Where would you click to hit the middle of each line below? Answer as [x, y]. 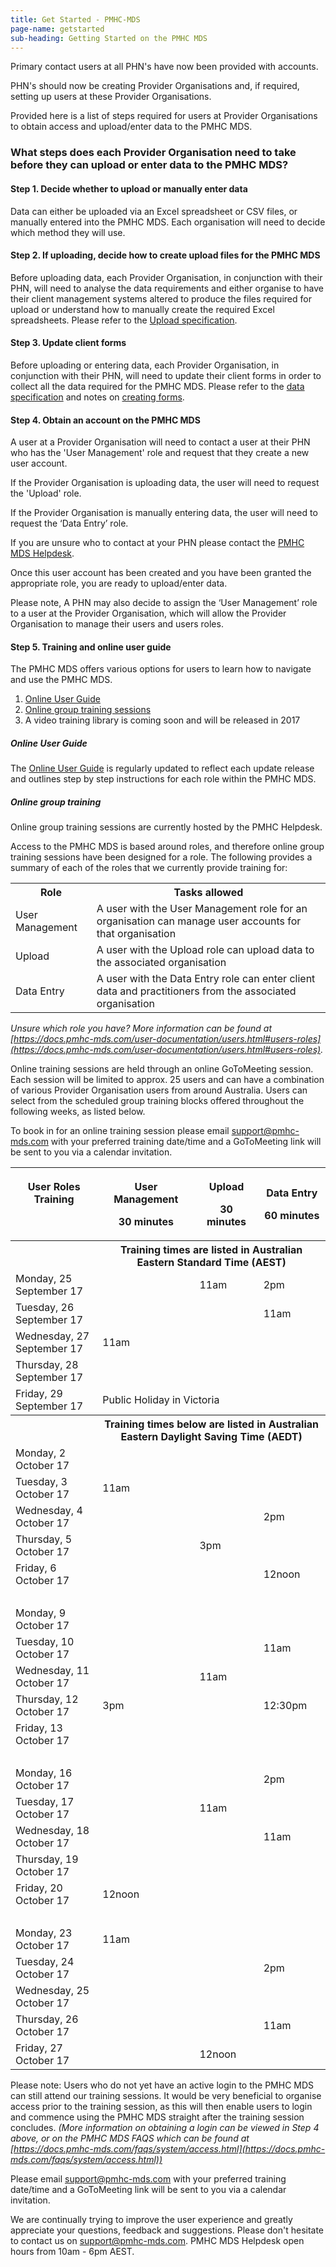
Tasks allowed [208, 893]
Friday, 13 [39, 1728]
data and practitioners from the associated [196, 991]
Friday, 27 [39, 2048]
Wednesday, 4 [49, 1511]
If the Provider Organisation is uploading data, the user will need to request [165, 483]
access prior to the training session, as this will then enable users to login [161, 2107]
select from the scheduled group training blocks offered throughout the [157, 1101]
